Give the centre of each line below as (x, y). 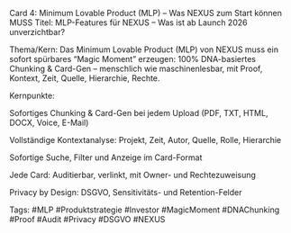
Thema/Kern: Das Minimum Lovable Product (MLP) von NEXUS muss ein (144, 49)
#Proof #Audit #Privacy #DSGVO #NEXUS (87, 219)
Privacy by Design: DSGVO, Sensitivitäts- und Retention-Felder (126, 192)
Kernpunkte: (32, 95)
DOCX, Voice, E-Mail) (49, 122)
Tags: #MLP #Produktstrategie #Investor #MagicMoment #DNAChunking (145, 210)
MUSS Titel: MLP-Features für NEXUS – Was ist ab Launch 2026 (128, 22)
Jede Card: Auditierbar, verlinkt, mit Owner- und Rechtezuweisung (133, 175)
